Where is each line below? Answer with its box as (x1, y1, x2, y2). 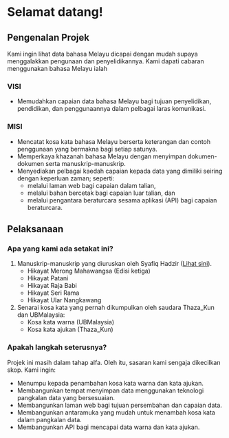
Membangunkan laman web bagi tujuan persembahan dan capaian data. (17, 401, 222, 409)
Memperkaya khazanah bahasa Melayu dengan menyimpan (17, 152, 187, 160)
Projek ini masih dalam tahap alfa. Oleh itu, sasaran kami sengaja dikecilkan (7, 358, 221, 366)
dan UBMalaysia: (17, 311, 65, 319)
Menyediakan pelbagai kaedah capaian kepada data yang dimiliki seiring (17, 167, 223, 175)
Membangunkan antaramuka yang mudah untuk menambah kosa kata (17, 408, 215, 417)
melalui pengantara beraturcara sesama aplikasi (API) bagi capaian (27, 196, 217, 204)
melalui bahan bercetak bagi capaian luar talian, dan (27, 189, 175, 197)
